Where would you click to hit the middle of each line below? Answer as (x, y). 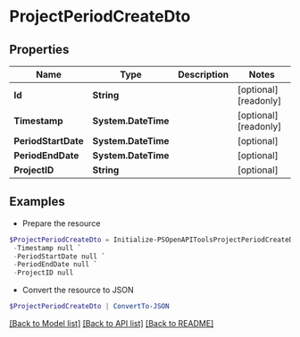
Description (204, 75)
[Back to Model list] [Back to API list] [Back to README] (112, 324)
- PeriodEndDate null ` (55, 265)
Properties (39, 50)
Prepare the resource (61, 223)
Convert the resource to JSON (78, 290)
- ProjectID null (43, 273)
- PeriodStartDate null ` (59, 257)
